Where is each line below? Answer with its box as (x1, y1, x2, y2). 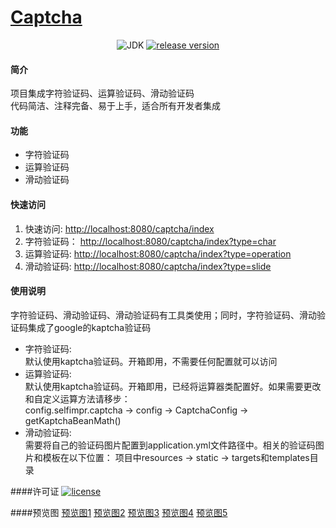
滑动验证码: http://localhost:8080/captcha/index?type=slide (24, 260, 272, 272)
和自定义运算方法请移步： (24, 392, 131, 405)
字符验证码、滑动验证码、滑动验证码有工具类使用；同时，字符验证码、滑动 (10, 309, 317, 321)
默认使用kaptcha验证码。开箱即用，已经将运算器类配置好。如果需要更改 (24, 380, 322, 392)
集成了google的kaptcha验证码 (27, 321, 152, 333)
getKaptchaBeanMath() (24, 414, 122, 426)
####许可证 (10, 485, 60, 497)
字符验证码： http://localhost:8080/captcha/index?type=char (24, 235, 277, 247)
